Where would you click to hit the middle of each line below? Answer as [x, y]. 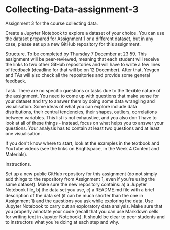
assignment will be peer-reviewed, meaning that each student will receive [82, 59]
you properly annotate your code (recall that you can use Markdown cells [82, 211]
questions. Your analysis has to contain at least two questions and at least [82, 128]
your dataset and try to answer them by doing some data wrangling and [80, 101]
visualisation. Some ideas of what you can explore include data [71, 106]
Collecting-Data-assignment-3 [72, 9]
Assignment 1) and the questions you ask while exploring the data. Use [79, 201]
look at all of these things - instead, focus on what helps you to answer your [84, 123]
